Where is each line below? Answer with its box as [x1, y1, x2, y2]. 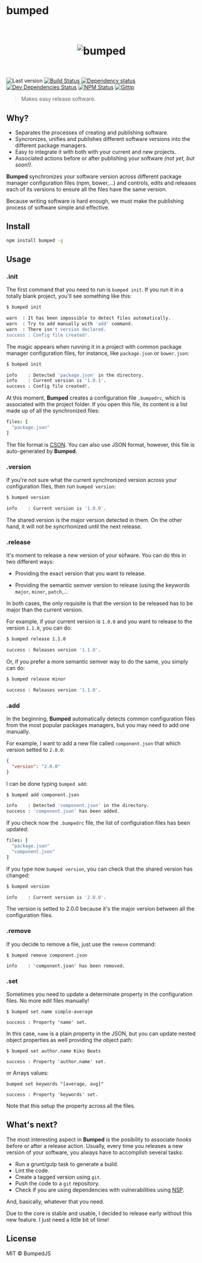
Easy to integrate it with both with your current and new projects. [14, 148, 177, 155]
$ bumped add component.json [6, 791, 80, 798]
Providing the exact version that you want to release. [14, 570, 146, 577]
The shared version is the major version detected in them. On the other [6, 516, 183, 524]
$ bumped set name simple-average [6, 1009, 93, 1015]
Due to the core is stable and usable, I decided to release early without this [6, 1209, 192, 1217]
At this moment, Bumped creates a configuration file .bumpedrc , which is [6, 394, 186, 401]
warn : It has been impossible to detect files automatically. [6, 315, 171, 322]
